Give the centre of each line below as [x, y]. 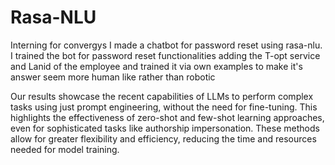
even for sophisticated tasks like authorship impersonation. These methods [165, 128]
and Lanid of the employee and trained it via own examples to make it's [156, 66]
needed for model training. [65, 149]
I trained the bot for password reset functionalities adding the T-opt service [165, 55]
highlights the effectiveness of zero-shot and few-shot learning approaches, [167, 117]
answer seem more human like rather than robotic [113, 77]
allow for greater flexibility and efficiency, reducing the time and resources [163, 138]
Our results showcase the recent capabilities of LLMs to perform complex [162, 96]
